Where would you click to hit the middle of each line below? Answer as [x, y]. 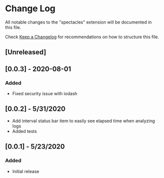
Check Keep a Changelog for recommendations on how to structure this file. [82, 37]
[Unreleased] [26, 52]
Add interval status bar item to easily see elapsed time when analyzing [83, 121]
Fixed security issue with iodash [45, 94]
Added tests [25, 131]
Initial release [26, 171]
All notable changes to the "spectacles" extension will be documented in [79, 22]
